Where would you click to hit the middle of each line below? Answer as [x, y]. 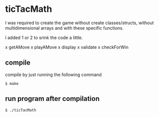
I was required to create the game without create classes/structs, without [79, 23]
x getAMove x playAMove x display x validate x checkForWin [67, 47]
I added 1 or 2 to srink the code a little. [44, 38]
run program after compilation [52, 99]
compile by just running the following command [54, 75]
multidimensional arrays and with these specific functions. [64, 28]
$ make [12, 83]
